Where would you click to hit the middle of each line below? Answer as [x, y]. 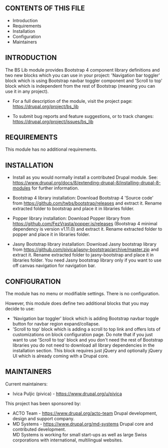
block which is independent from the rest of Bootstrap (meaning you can [80, 86]
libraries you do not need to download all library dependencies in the [83, 345]
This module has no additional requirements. [51, 149]
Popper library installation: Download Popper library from [71, 218]
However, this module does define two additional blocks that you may [77, 303]
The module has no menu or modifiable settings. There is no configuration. [82, 294]
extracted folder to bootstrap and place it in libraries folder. [73, 209]
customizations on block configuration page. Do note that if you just [82, 335]
